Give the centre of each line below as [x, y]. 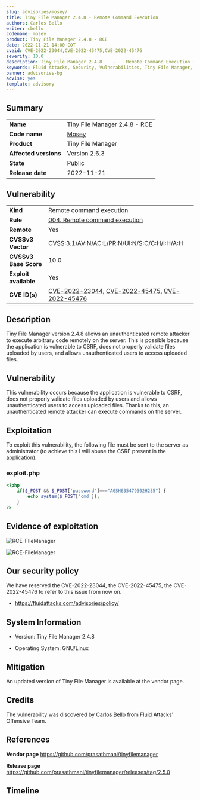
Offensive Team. [26, 720]
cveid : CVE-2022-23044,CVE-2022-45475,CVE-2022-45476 [74, 51]
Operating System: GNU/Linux [52, 648]
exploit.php [23, 473]
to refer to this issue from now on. [80, 592]
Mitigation [26, 667]
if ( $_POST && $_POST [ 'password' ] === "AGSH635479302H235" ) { [92, 491]
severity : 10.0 [25, 56]
